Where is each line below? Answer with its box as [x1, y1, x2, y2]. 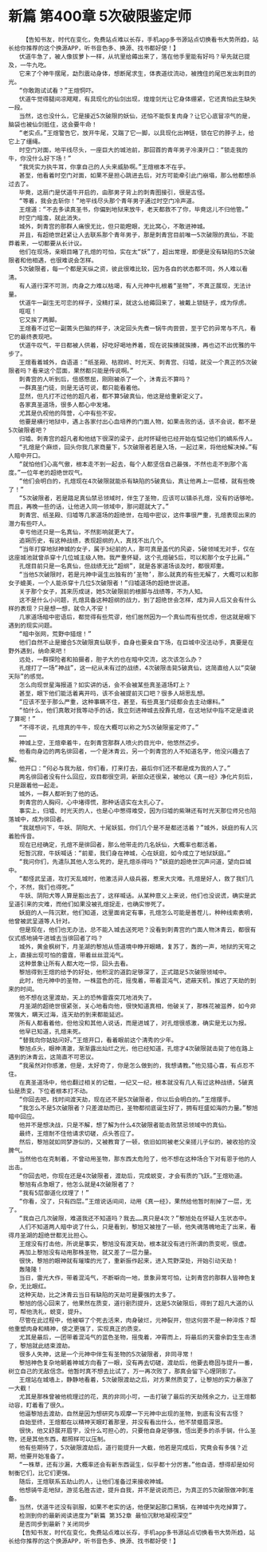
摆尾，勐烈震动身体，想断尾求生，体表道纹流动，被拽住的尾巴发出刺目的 [54, 70, 257, 78]
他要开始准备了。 [19, 1452, 68, 1460]
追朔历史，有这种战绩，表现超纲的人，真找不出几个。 [18, 536, 167, 544]
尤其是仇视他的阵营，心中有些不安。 [18, 409, 120, 417]
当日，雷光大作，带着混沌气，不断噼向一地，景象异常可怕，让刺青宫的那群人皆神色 [18, 1274, 251, 1282]
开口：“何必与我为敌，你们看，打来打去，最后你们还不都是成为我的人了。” [25, 764, 231, 772]
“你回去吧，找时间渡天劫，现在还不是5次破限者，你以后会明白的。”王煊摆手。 [18, 1096, 235, 1104]
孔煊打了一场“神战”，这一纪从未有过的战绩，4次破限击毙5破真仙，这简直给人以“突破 [18, 664, 257, 672]
